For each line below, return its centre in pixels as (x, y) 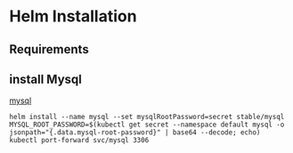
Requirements (49, 49)
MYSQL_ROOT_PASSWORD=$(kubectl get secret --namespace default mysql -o (147, 125)
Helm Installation (73, 16)
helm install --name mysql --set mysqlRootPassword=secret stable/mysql (147, 117)
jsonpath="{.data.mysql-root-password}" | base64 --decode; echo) (135, 133)
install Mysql (45, 79)
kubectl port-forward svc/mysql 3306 (79, 141)
